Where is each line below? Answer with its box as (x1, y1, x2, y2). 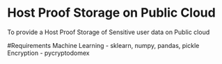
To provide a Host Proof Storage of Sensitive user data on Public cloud (7, 28, 210, 36)
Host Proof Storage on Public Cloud (7, 5, 216, 21)
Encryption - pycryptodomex (7, 49, 90, 57)
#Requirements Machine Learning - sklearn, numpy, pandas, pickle (7, 41, 200, 49)
